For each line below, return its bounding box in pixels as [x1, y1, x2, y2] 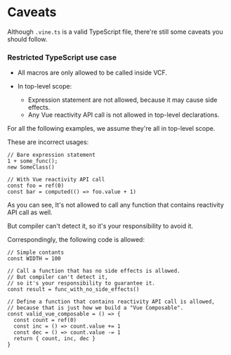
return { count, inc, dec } [13, 335, 96, 342]
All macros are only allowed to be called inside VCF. [17, 68, 167, 77]
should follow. [7, 34, 48, 43]
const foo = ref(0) [7, 182, 65, 190]
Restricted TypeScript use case [7, 52, 117, 62]
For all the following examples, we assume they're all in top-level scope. [7, 124, 216, 133]
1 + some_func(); [7, 157, 58, 165]
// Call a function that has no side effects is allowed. [7, 268, 180, 275]
